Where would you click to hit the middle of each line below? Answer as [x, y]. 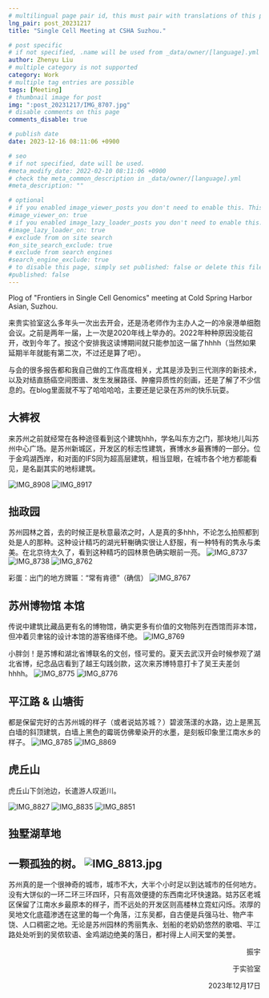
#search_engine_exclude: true [59, 260]
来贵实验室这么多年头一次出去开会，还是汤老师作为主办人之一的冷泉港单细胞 [134, 322]
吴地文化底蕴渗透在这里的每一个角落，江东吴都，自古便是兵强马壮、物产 [127, 915]
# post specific [35, 45]
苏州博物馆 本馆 [46, 606]
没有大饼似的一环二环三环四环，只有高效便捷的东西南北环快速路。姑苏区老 [131, 895]
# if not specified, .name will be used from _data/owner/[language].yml [134, 53]
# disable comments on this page [64, 112]
